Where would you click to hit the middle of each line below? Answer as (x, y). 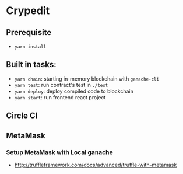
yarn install (30, 47)
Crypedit (28, 11)
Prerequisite (29, 32)
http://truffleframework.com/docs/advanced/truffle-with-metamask (96, 165)
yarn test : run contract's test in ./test (61, 85)
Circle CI (22, 116)
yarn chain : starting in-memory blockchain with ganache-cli (87, 79)
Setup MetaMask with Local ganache (60, 152)
